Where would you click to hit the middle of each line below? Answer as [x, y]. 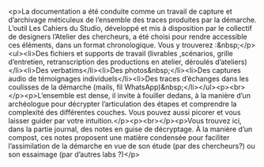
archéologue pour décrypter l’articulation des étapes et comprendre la [123, 104]
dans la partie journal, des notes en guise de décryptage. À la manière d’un [130, 129]
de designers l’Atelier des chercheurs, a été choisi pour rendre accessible [128, 36]
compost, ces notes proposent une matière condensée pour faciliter [119, 137]
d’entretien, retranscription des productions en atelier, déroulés [111, 62]
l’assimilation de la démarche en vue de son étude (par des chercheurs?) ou [132, 146]
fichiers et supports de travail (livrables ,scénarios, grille [141, 53]
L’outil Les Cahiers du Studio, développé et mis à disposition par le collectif [130, 28]
